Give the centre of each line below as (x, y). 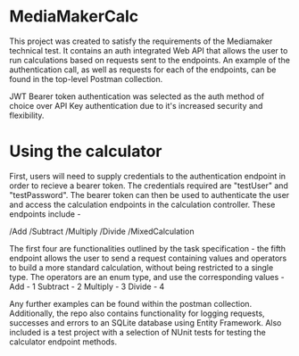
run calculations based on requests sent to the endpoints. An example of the (149, 60)
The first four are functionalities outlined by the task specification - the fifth (147, 248)
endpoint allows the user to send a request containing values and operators (148, 258)
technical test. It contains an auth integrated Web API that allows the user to (149, 50)
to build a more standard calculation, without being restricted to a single (141, 267)
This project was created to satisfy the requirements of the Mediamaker (141, 41)
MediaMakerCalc (74, 17)
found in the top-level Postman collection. (86, 79)
